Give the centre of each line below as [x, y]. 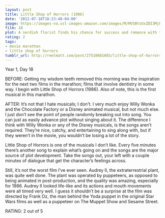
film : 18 [14, 28]
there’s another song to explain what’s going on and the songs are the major [82, 150]
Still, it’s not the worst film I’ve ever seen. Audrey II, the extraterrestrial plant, [82, 170]
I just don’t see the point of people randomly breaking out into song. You [78, 115]
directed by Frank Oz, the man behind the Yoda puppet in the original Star [80, 196]
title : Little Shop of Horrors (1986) [45, 14]
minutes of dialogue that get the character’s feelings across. [66, 161]
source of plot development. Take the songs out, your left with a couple [77, 156]
